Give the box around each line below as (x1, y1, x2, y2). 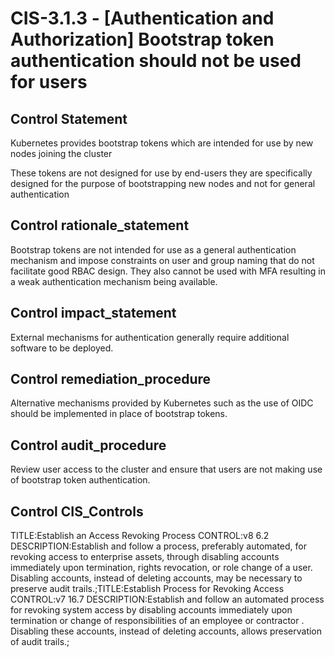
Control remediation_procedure (10, 371, 212, 388)
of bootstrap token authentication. (10, 474, 151, 486)
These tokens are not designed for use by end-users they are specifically (10, 167, 313, 179)
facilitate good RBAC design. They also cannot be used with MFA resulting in (10, 265, 327, 277)
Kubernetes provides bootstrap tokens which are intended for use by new (10, 137, 314, 149)
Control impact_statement (10, 305, 177, 322)
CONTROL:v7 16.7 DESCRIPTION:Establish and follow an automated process (10, 593, 325, 606)
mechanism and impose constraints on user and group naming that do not (10, 254, 315, 266)
